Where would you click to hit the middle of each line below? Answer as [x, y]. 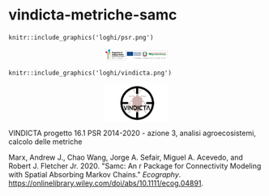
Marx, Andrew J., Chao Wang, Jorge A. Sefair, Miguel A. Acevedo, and [126, 157]
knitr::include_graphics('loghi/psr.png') [81, 37]
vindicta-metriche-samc [93, 15]
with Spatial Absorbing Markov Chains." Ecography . [95, 174]
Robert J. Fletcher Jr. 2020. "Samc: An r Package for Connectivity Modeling [135, 166]
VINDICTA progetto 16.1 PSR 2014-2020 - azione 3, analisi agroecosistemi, [132, 133]
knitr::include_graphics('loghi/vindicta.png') [90, 73]
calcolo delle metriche [45, 141]
